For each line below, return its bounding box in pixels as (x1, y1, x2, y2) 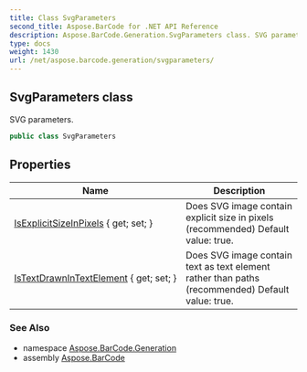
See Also (9, 322, 50, 335)
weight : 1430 (9, 48, 59, 57)
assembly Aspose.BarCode (22, 352, 125, 363)
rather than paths (185, 271, 260, 284)
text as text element (185, 260, 271, 272)
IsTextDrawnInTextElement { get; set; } (14, 271, 177, 284)
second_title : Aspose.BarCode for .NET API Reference (9, 22, 219, 31)
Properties (9, 157, 71, 173)
